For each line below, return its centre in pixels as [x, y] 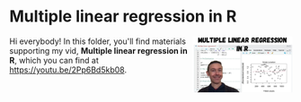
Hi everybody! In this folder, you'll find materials [98, 41]
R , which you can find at [54, 60]
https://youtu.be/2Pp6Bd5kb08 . [68, 70]
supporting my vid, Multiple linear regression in [98, 50]
